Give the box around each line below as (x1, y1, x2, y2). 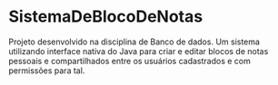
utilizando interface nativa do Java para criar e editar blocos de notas (8, 45, 269, 56)
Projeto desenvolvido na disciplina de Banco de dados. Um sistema (8, 36, 261, 47)
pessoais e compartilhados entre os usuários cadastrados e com (8, 55, 252, 66)
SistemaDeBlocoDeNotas (8, 6, 204, 27)
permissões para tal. (8, 65, 85, 76)
